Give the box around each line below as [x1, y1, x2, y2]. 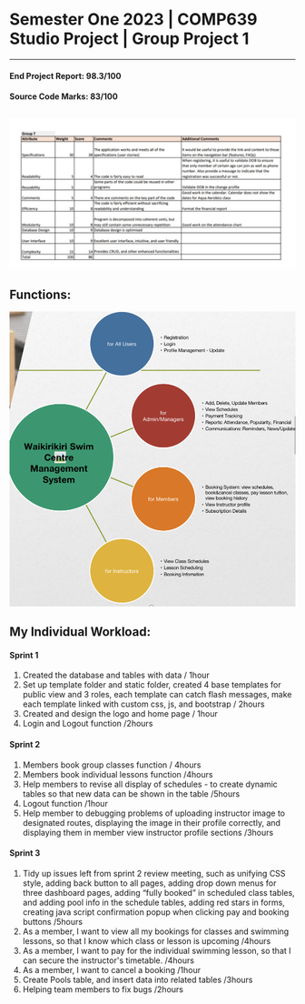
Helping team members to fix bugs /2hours [22, 983, 184, 995]
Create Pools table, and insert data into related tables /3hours [22, 974, 253, 985]
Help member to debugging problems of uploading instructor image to [22, 808, 286, 818]
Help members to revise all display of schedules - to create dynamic [22, 778, 279, 789]
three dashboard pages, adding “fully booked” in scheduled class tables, [22, 887, 295, 898]
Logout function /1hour [22, 798, 109, 808]
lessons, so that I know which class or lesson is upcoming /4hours [22, 935, 271, 946]
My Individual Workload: [9, 624, 152, 640]
